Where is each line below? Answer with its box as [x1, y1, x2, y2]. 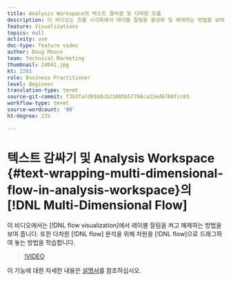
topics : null [7, 29, 45, 37]
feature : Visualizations [7, 23, 79, 30]
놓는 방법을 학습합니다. [14, 238, 76, 247]
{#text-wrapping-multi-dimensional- [7, 165, 223, 181]
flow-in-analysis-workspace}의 [7, 182, 192, 198]
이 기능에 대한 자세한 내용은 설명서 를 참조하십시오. [7, 266, 142, 274]
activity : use [7, 36, 48, 43]
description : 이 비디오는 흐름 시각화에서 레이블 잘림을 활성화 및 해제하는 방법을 [7, 17, 212, 23]
